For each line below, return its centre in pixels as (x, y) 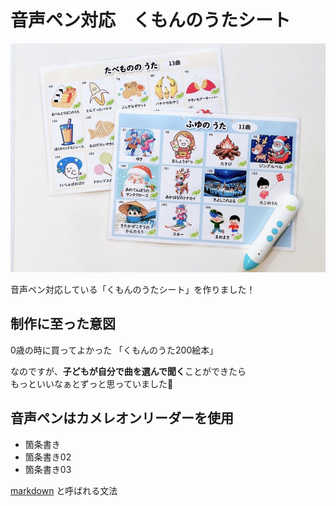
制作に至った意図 (63, 324)
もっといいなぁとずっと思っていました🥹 (92, 383)
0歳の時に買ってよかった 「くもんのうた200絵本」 (114, 350)
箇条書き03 (48, 469)
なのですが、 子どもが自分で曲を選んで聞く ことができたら (128, 371)
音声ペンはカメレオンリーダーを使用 (122, 418)
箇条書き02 (48, 457)
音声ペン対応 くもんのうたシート (151, 20)
